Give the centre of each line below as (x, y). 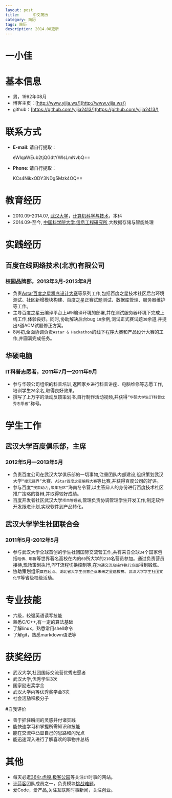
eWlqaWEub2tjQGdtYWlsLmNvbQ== (51, 157)
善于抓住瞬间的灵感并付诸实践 (44, 720)
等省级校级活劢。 (38, 578)
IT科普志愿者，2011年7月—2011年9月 (51, 372)
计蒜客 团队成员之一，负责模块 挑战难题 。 (55, 784)
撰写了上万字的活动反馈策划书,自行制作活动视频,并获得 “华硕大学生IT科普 (87, 397)
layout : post (19, 10)
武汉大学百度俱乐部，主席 (46, 446)
